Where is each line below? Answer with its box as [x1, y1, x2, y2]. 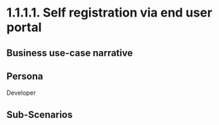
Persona [6, 70, 44, 82]
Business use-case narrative [6, 47, 133, 59]
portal [6, 19, 42, 35]
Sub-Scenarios [6, 108, 73, 120]
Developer [6, 88, 36, 97]
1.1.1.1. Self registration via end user [6, 5, 213, 21]
